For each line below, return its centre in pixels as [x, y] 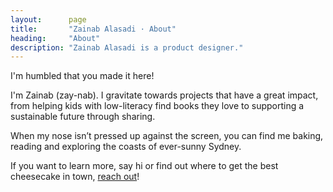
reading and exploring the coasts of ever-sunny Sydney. [126, 147]
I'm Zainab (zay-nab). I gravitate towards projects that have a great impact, [164, 95]
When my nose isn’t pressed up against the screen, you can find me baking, [167, 136]
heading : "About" [55, 38]
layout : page [48, 19]
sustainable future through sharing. [83, 117]
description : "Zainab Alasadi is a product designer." [127, 47]
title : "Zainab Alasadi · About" [93, 29]
